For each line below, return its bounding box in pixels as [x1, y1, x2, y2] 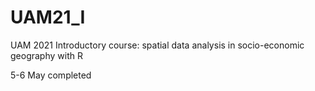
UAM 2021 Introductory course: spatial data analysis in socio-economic [10, 39, 305, 51]
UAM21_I [10, 6, 86, 29]
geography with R [10, 49, 83, 61]
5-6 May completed [10, 69, 92, 81]
